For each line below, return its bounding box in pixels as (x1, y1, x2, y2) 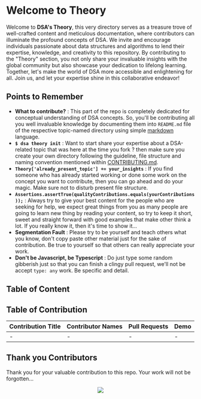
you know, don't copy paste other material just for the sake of (14, 235, 166, 242)
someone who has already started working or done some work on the (14, 171, 187, 179)
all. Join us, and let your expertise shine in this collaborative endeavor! (6, 74, 180, 81)
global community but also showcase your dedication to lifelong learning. (6, 61, 187, 69)
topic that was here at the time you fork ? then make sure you (33, 146, 185, 153)
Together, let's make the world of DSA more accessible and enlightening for (6, 68, 193, 75)
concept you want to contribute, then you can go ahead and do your (14, 177, 184, 185)
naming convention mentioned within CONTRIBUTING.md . (14, 158, 159, 165)
